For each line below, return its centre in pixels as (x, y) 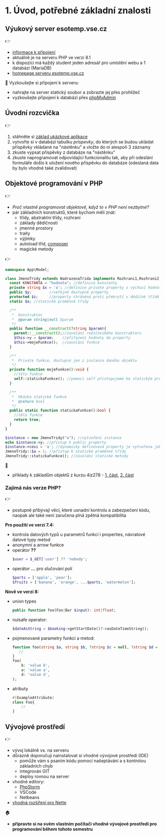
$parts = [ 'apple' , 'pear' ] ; (42, 578)
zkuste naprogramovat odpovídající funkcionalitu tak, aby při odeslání (82, 157)
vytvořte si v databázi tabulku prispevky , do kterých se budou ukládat (83, 142)
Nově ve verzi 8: (22, 592)
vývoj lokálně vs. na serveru (41, 750)
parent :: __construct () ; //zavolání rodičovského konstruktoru (78, 333)
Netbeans (29, 797)
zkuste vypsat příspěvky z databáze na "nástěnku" (64, 152)
